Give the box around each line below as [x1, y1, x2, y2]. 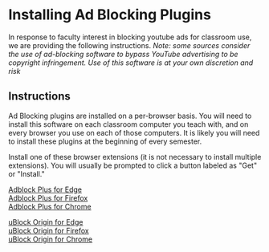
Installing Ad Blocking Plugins [8, 6, 211, 24]
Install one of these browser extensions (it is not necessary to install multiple [8, 152, 262, 161]
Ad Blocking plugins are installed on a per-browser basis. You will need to [8, 111, 252, 120]
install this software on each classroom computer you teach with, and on [8, 119, 249, 129]
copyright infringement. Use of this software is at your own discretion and [8, 58, 254, 67]
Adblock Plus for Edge [8, 185, 83, 194]
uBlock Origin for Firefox [8, 226, 90, 235]
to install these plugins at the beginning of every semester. [8, 136, 202, 146]
